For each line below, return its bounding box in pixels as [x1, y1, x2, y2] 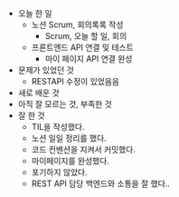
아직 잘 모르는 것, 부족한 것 [17, 99, 113, 109]
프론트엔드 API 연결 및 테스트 [31, 42, 134, 53]
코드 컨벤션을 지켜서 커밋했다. [31, 144, 136, 154]
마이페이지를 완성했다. [31, 155, 110, 166]
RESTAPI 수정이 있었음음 [31, 76, 120, 86]
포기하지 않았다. [31, 167, 88, 177]
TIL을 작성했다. [31, 122, 85, 132]
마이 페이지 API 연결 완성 [44, 54, 133, 64]
